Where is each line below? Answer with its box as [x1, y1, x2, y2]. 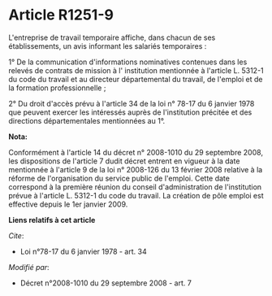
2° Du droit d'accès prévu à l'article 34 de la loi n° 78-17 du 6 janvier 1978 [8, 98, 255, 108]
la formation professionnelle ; [8, 83, 106, 93]
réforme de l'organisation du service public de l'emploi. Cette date [8, 173, 230, 183]
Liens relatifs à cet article [8, 215, 96, 224]
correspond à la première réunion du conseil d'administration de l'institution [8, 181, 262, 192]
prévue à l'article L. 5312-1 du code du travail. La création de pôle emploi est [8, 190, 264, 200]
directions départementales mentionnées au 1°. [8, 115, 166, 125]
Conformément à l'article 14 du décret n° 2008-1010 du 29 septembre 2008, [8, 147, 264, 157]
